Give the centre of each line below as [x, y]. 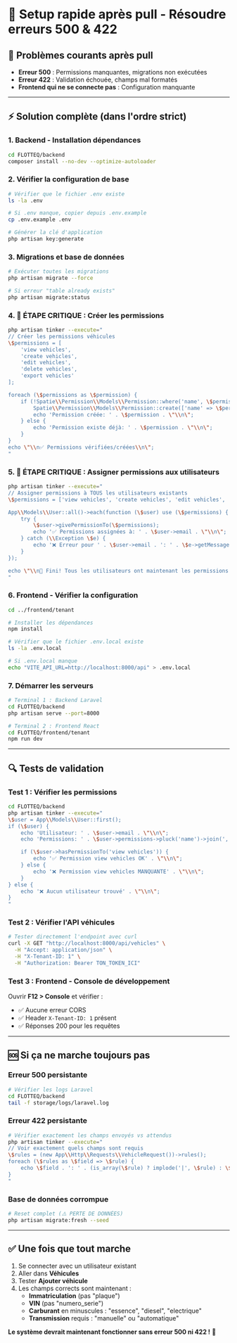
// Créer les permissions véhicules [62, 336]
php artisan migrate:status [49, 297]
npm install [25, 629]
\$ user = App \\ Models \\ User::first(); [65, 820]
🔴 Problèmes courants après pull [81, 55]
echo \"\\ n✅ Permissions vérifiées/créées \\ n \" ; [81, 447]
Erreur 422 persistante [47, 1121]
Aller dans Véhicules [49, 1273]
